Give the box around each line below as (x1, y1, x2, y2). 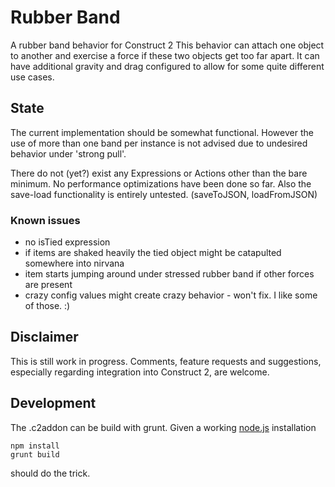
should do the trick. (10, 467, 91, 479)
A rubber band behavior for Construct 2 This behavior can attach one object (10, 39, 325, 51)
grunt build (10, 449, 60, 460)
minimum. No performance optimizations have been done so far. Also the (10, 177, 312, 190)
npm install (10, 441, 60, 451)
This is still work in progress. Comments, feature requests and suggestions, (10, 355, 322, 367)
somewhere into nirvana (24, 257, 125, 270)
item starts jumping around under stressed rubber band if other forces (24, 268, 315, 280)
